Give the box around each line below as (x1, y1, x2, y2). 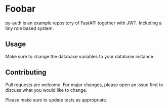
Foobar (5, 3, 36, 15)
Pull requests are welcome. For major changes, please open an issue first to (5, 82, 163, 88)
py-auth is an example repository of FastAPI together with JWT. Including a (5, 20, 162, 26)
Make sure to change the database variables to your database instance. (5, 53, 155, 59)
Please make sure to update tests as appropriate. (5, 97, 108, 103)
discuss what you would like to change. (5, 87, 88, 93)
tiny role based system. (5, 25, 54, 31)
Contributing (5, 68, 47, 77)
